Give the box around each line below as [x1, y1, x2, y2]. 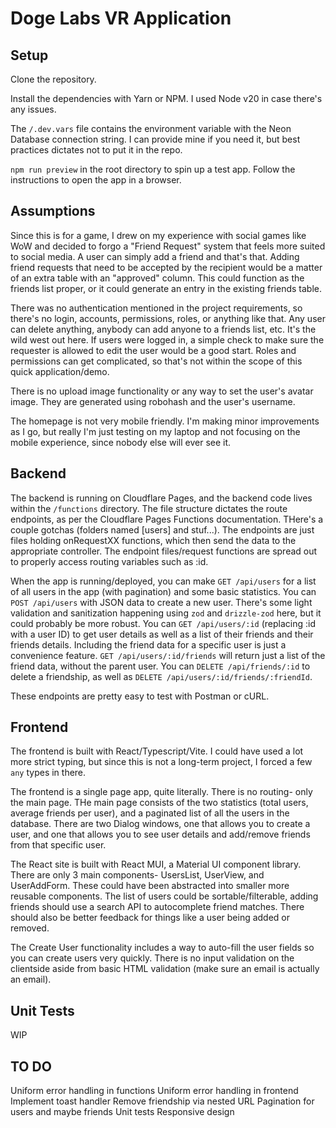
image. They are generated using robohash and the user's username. [10, 395, 296, 407]
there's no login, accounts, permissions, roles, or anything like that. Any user [10, 312, 326, 324]
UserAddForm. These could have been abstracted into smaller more [10, 880, 290, 892]
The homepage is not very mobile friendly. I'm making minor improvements [10, 415, 320, 427]
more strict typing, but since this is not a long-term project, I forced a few [10, 756, 313, 768]
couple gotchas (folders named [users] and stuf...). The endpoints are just [10, 523, 315, 536]
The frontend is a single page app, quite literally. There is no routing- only [10, 786, 313, 798]
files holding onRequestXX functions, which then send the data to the [10, 534, 297, 546]
